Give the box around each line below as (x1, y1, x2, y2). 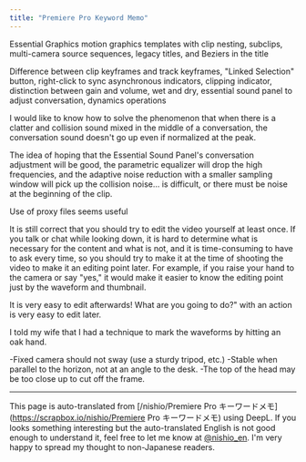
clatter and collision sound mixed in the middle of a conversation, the (9, 122, 269, 133)
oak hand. (9, 336, 47, 347)
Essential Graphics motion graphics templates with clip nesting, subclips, (9, 38, 283, 49)
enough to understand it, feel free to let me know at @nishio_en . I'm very (9, 432, 282, 443)
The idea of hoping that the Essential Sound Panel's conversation (9, 149, 255, 160)
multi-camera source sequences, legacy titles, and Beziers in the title (9, 47, 269, 59)
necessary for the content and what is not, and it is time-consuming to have (9, 242, 293, 253)
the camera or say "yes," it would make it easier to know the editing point (9, 272, 284, 282)
